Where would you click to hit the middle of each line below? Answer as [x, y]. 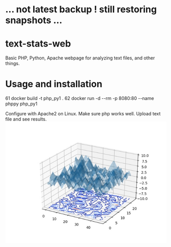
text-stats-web [38, 44]
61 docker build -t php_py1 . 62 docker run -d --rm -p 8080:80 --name [80, 98]
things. [13, 64]
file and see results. [26, 119]
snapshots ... [34, 20]
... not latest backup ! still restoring [81, 9]
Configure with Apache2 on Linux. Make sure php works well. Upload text [83, 114]
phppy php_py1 [21, 104]
